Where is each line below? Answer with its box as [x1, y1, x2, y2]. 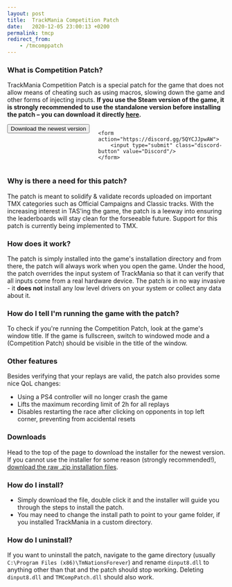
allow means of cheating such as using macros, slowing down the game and [7, 88, 225, 97]
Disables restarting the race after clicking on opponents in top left [17, 408, 205, 416]
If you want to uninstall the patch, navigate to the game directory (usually [7, 551, 216, 559]
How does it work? [7, 238, 71, 248]
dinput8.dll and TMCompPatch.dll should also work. [7, 573, 154, 581]
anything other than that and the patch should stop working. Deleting [7, 566, 204, 574]
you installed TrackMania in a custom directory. [17, 518, 152, 527]
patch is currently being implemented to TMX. [7, 221, 139, 229]
